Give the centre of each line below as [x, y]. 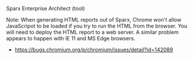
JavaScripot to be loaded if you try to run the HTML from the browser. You [97, 26]
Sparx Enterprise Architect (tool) [46, 8]
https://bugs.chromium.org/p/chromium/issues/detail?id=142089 [94, 50]
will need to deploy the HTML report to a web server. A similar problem [92, 32]
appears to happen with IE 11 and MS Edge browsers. [71, 38]
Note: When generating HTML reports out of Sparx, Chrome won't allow [94, 20]
